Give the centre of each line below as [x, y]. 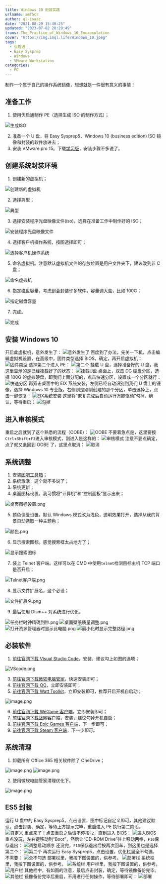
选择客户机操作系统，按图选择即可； [49, 242]
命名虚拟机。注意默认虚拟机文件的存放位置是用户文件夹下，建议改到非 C [86, 263]
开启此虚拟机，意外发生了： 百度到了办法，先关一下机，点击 [81, 352]
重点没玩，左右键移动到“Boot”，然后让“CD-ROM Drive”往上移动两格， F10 [80, 839]
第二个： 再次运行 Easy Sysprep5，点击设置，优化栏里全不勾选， [81, 851]
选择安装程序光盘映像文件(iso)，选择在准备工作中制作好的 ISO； [78, 221]
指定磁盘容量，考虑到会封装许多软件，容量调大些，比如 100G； [77, 290]
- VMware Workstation [32, 61]
